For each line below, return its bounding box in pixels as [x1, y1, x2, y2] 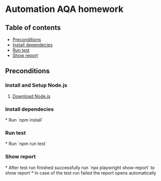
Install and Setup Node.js [5, 82, 67, 89]
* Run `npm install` [5, 117, 43, 123]
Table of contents [5, 23, 61, 32]
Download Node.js [12, 93, 51, 99]
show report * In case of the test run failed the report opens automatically [5, 170, 157, 176]
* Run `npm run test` [5, 141, 47, 147]
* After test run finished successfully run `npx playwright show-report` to [5, 165, 155, 171]
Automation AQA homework [5, 3, 124, 15]
